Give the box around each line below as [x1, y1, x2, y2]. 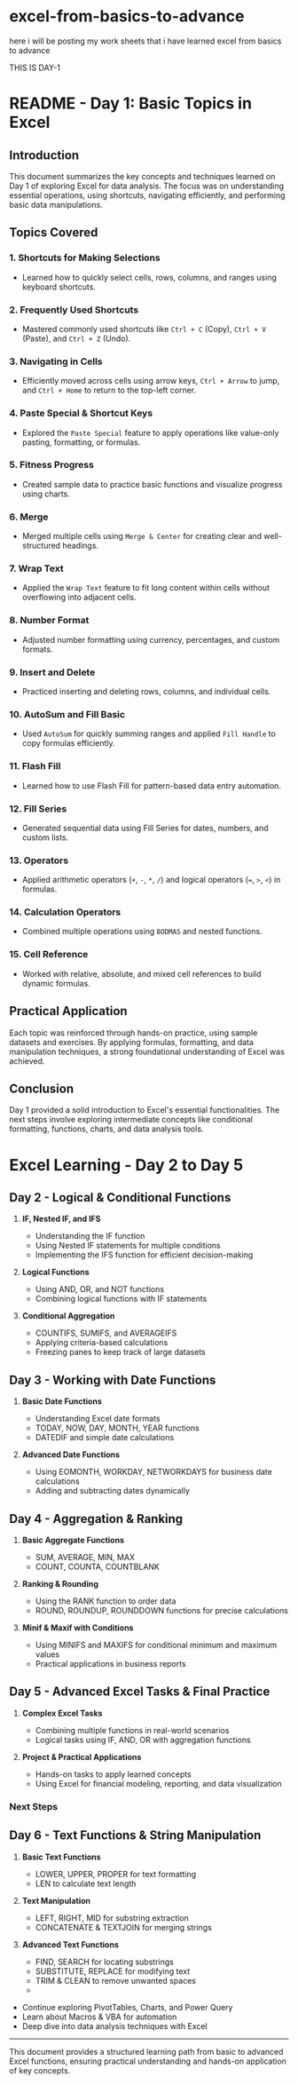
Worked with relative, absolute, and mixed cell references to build [21, 968, 262, 979]
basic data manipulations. [9, 199, 104, 210]
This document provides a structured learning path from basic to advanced [9, 2046, 284, 2057]
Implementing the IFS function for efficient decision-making [35, 1249, 254, 1260]
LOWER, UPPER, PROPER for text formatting [35, 1868, 197, 1879]
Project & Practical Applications [21, 1751, 142, 1762]
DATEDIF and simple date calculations [35, 1432, 175, 1443]
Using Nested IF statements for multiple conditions [35, 1241, 221, 1251]
